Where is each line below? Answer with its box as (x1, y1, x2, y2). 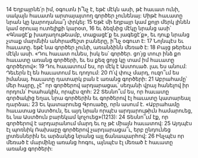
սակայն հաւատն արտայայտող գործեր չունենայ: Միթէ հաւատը (6, 12, 183, 19)
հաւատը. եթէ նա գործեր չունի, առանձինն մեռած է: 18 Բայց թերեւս (6, 44, 192, 51)
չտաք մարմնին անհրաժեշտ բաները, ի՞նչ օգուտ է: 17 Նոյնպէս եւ (6, 38, 184, 44)
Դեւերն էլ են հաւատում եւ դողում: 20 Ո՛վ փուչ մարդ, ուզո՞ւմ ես (6, 69, 180, 76)
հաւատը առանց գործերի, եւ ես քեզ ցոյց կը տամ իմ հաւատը (6, 57, 175, 63)
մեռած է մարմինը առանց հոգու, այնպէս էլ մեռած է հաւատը (6, 139, 173, 145)
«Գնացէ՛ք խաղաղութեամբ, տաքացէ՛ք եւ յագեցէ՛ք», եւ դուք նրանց (6, 31, 190, 38)
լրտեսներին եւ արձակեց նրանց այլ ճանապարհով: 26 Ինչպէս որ (6, 132, 185, 140)
